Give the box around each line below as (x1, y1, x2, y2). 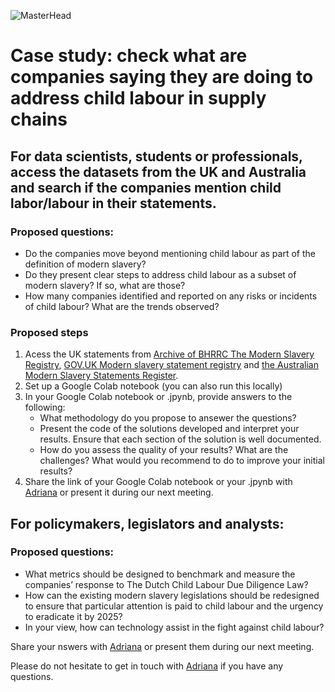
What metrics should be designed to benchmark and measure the (24, 568, 296, 580)
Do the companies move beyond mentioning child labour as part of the (24, 247, 316, 259)
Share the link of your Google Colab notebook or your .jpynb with (24, 476, 293, 488)
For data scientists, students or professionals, (10, 148, 303, 165)
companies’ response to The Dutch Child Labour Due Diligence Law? (24, 578, 309, 590)
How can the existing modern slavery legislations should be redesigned (24, 589, 320, 601)
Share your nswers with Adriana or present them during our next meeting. (10, 640, 315, 652)
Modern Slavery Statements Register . (24, 370, 179, 382)
